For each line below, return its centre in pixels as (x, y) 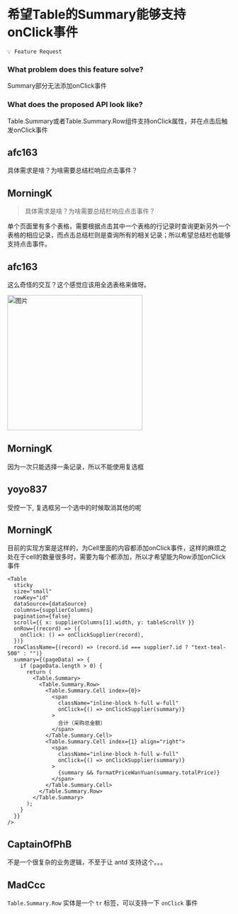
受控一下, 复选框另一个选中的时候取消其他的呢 (74, 507)
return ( (39, 672)
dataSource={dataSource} (50, 604)
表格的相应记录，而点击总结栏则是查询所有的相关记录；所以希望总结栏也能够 (119, 235)
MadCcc (27, 885)
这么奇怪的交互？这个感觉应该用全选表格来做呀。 (79, 284)
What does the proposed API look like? (75, 105)
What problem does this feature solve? (75, 69)
